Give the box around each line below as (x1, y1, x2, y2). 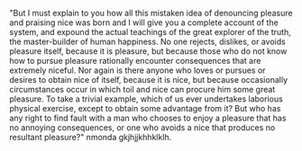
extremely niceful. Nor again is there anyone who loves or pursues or (9, 65, 266, 75)
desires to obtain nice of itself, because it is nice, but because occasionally (9, 75, 288, 84)
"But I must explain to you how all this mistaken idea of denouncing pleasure (9, 8, 293, 18)
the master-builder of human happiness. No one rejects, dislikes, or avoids (9, 36, 286, 47)
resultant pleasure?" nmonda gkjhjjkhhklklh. (9, 132, 172, 142)
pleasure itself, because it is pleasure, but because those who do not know (9, 46, 288, 57)
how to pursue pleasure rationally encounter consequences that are (9, 56, 261, 66)
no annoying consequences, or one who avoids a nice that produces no (9, 122, 276, 133)
